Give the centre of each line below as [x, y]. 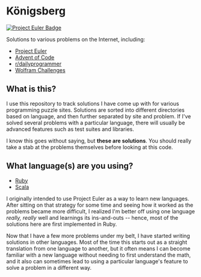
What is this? [31, 89]
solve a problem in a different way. [49, 267]
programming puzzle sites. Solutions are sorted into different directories [95, 110]
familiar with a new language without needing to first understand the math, [99, 255]
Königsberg [36, 11]
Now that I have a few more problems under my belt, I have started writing [98, 236]
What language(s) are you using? [70, 166]
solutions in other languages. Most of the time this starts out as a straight [97, 242]
